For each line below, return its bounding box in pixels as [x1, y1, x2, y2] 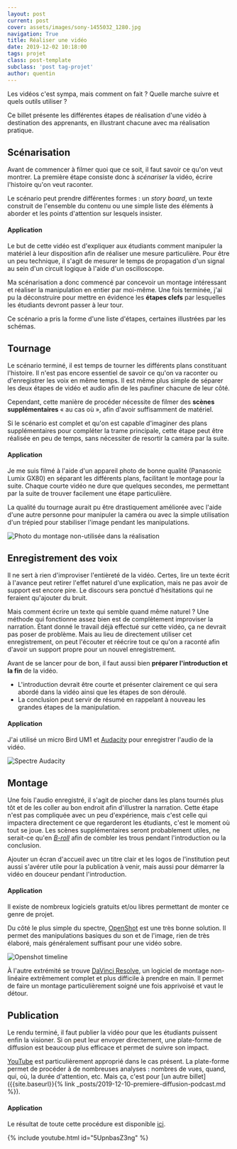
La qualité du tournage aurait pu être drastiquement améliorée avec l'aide [7, 503, 222, 511]
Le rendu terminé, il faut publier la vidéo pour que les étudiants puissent [7, 1028, 218, 1037]
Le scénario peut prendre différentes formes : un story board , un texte [7, 194, 213, 203]
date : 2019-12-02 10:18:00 [7, 43, 87, 50]
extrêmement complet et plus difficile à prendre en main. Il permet [30, 973, 224, 982]
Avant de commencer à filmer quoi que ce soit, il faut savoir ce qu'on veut [7, 165, 224, 174]
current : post [7, 17, 50, 24]
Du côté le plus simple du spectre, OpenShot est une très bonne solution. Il [7, 924, 226, 932]
